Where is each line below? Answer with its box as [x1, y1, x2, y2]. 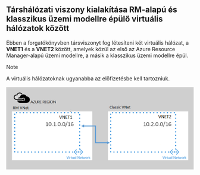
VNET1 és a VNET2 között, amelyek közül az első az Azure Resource [6, 45, 176, 52]
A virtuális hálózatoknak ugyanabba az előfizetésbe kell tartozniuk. [6, 74, 170, 82]
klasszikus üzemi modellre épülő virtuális [6, 14, 163, 24]
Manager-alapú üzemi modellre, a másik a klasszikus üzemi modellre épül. [6, 52, 189, 59]
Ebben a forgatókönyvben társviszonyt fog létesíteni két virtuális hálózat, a [6, 39, 189, 46]
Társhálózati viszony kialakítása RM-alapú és [6, 5, 177, 15]
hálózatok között [6, 23, 70, 33]
